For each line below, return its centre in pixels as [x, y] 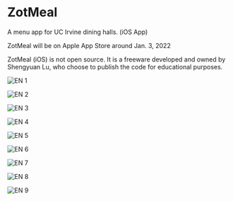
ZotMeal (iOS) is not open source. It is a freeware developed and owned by [116, 59]
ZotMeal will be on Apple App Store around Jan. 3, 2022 [89, 45]
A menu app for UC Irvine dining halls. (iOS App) [78, 32]
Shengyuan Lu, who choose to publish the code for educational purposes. [115, 67]
